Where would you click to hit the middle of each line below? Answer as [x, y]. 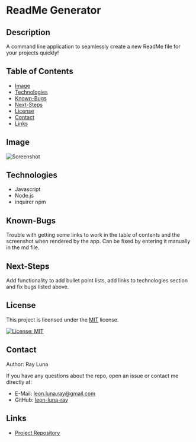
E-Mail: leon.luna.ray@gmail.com [55, 393]
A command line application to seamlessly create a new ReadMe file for [93, 46]
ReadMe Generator [54, 10]
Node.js [24, 196]
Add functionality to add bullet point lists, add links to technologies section [97, 281]
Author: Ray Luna [27, 364]
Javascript [28, 189]
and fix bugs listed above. [38, 287]
